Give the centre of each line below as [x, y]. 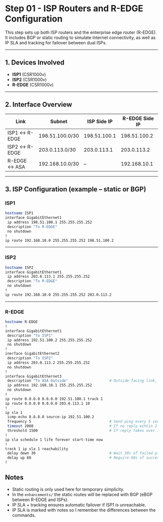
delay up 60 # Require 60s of [76, 458]
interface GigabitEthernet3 [33, 376]
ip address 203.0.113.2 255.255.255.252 [49, 363]
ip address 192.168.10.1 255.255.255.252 [49, 386]
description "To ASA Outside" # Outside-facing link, [82, 381]
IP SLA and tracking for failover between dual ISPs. [56, 42]
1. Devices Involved [35, 63]
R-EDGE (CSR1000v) [33, 85]
